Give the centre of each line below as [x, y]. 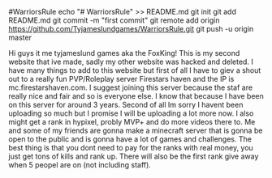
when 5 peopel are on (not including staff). [80, 165]
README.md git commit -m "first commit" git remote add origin [114, 20]
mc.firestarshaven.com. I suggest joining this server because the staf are [131, 87]
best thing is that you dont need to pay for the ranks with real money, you [131, 148]
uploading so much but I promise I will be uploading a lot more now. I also [131, 113]
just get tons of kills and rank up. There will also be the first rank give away [134, 156]
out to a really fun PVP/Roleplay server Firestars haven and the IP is [121, 79]
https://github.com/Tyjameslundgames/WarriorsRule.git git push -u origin [131, 29]
